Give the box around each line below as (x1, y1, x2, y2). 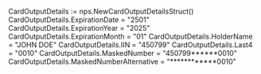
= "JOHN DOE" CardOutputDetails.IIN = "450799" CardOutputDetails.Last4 (8, 40, 253, 50)
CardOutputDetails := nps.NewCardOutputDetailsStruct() (8, 7, 194, 16)
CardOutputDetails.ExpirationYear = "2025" (8, 24, 150, 32)
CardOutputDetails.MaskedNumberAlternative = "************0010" (8, 57, 237, 66)
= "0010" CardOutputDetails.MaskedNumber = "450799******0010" (8, 49, 237, 57)
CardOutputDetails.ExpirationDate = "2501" (8, 15, 150, 24)
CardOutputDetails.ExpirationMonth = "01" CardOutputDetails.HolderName (8, 31, 253, 41)
